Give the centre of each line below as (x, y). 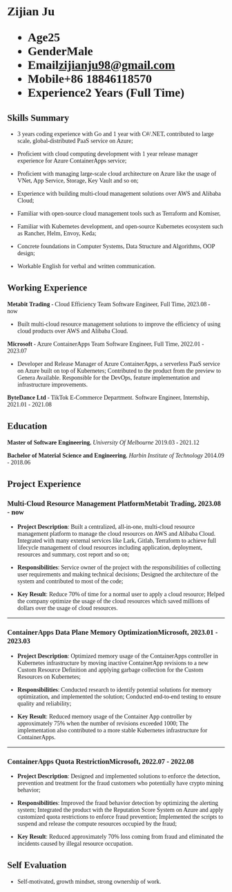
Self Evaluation (37, 865)
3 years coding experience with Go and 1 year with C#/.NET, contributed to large (115, 134)
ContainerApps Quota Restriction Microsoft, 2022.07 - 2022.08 (101, 761)
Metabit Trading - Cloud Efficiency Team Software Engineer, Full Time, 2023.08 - (109, 304)
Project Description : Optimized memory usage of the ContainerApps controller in (118, 656)
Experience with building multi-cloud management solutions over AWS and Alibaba (119, 194)
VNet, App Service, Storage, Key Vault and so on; (78, 180)
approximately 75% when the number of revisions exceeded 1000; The (103, 723)
